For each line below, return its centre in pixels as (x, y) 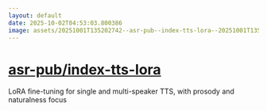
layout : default (35, 15)
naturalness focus (38, 100)
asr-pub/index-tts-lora (85, 69)
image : (19, 30)
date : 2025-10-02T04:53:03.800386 (66, 23)
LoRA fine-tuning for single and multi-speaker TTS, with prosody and (121, 91)
